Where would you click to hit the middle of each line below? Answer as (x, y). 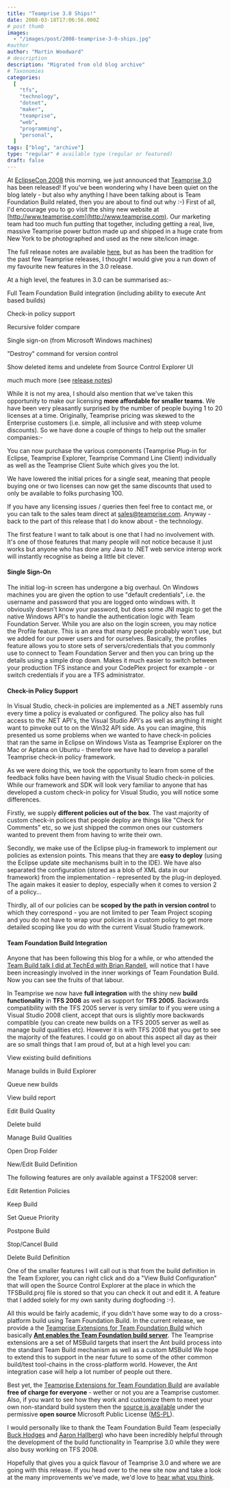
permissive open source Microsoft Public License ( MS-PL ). (91, 1414)
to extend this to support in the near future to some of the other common (110, 1357)
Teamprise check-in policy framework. (62, 757)
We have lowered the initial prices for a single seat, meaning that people (109, 478)
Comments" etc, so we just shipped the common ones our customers (105, 828)
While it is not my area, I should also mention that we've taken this (100, 393)
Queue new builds (33, 1085)
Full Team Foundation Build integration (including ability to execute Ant (106, 293)
